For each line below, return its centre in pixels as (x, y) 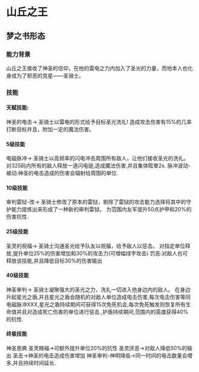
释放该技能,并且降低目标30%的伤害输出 (54, 261)
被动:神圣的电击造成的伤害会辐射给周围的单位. (62, 173)
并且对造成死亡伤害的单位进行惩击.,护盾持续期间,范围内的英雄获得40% (102, 312)
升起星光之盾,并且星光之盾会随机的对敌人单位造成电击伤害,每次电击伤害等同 (99, 297)
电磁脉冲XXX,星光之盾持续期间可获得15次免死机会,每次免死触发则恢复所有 (96, 304)
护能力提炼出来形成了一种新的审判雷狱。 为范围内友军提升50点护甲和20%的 (99, 209)
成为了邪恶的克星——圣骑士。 (47, 75)
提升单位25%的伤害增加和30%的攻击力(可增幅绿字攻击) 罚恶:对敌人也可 (100, 253)
